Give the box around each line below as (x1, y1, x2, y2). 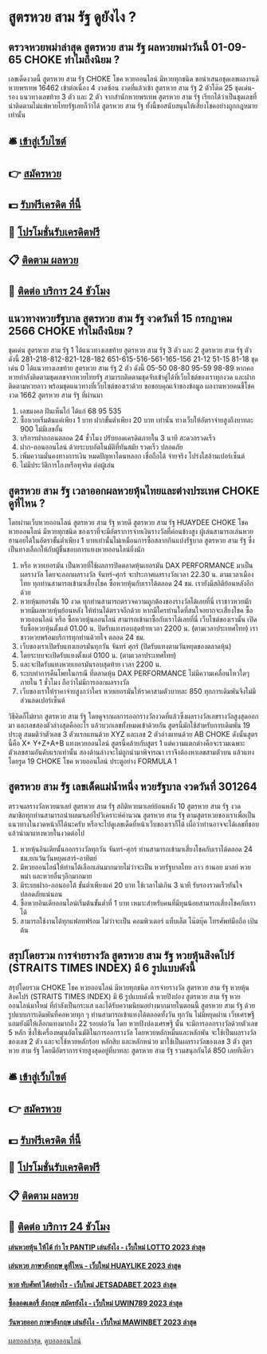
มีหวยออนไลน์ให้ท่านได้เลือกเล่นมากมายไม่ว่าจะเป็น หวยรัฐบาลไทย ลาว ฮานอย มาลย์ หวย (19, 862, 251, 871)
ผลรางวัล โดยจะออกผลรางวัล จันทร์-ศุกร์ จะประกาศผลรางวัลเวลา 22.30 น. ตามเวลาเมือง (19, 569, 254, 579)
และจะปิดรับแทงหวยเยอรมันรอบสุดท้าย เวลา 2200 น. (19, 659, 162, 669)
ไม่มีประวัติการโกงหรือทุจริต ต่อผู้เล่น (19, 460, 116, 470)
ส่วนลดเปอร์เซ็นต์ (19, 695, 65, 705)
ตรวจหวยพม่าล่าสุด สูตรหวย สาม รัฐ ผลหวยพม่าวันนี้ (8, 40, 210, 54)
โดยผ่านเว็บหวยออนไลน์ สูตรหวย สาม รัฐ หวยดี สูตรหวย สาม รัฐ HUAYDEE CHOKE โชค (8, 517, 249, 527)
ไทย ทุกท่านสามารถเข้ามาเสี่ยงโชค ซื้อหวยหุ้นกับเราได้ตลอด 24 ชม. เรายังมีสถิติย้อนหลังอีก (19, 578, 253, 587)
